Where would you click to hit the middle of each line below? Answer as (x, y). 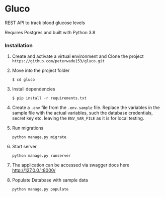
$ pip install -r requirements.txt (49, 98)
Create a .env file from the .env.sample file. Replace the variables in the (86, 108)
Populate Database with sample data (50, 180)
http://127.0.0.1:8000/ (34, 170)
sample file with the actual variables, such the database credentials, (82, 113)
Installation (19, 45)
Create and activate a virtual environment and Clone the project (78, 56)
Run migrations (28, 128)
